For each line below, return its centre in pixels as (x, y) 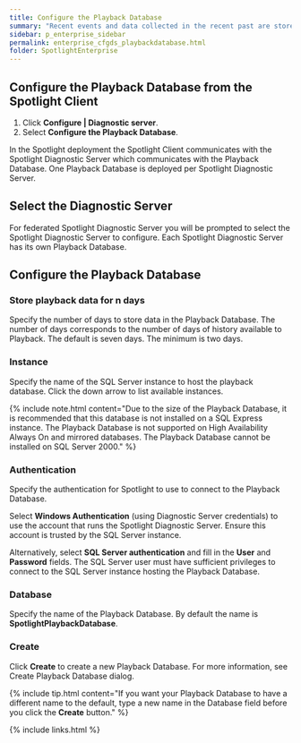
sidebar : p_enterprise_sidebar (68, 34)
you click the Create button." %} (69, 712)
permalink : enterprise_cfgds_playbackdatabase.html (107, 43)
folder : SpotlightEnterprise (64, 51)
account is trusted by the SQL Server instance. (95, 535)
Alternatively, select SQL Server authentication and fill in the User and (140, 552)
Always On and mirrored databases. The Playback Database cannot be (140, 437)
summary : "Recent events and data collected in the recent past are (140, 26)
